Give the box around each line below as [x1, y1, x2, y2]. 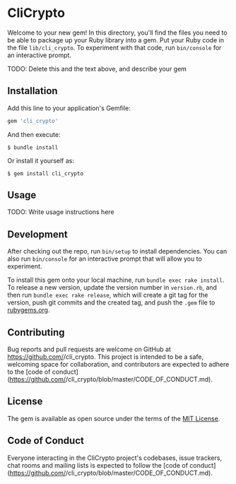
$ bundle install [7, 143, 59, 151]
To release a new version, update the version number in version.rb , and [7, 283, 218, 292]
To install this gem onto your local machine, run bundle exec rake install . [7, 276, 225, 284]
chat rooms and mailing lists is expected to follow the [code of [7, 461, 189, 469]
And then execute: [7, 130, 61, 138]
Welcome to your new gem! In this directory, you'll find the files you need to [7, 28, 228, 37]
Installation [7, 85, 58, 97]
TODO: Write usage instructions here [7, 208, 114, 216]
